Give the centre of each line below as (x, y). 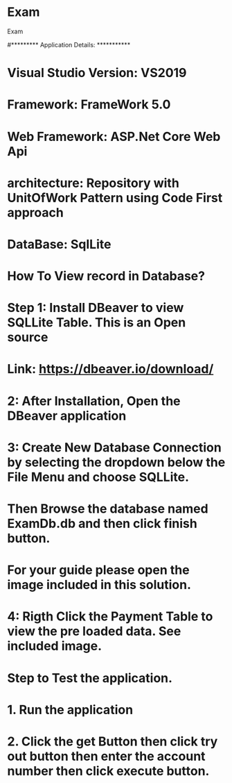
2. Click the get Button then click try (113, 741)
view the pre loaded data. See (94, 631)
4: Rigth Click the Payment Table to (110, 617)
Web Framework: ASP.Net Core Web (114, 137)
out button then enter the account (106, 756)
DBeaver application (67, 416)
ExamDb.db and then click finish (102, 524)
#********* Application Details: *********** (69, 44)
